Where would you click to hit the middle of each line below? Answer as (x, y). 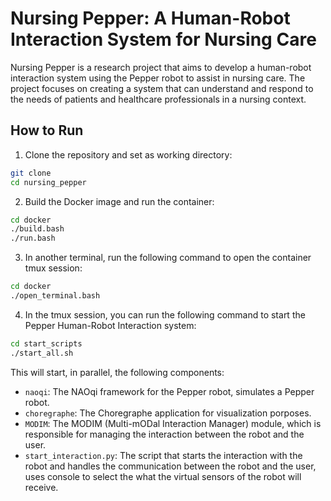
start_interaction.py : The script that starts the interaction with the (163, 455)
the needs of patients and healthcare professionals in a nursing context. (158, 99)
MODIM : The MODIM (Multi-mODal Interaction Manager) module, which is (173, 423)
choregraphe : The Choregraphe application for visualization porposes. (168, 413)
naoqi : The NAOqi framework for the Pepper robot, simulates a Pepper (169, 391)
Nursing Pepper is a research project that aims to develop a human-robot (161, 67)
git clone (31, 173)
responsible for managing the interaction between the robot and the (164, 434)
